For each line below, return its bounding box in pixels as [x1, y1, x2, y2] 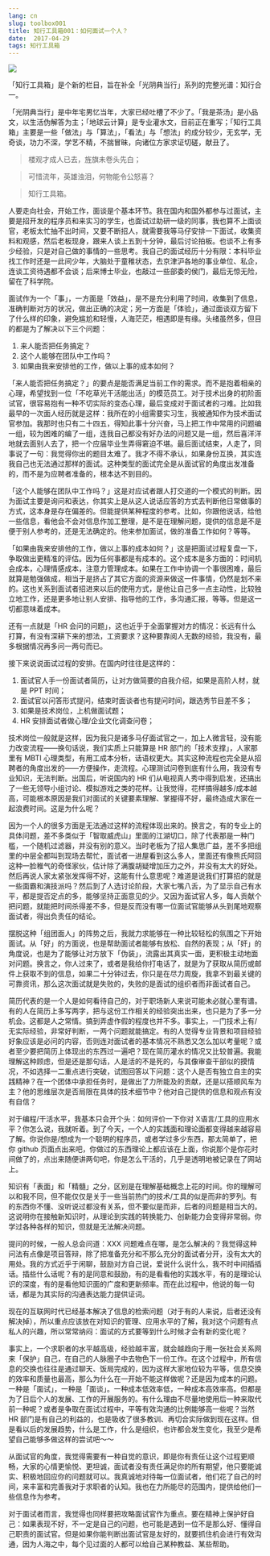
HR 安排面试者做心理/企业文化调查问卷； [19, 716, 155, 726]
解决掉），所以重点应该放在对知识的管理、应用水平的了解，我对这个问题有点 [8, 1317, 259, 1326]
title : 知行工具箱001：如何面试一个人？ [8, 27, 129, 35]
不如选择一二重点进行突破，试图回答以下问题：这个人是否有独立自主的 [22, 1067, 255, 1076]
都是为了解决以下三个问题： [14, 324, 107, 334]
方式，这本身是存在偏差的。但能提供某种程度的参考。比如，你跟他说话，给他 [8, 506, 262, 516]
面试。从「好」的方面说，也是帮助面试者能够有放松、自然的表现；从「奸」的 [8, 938, 262, 948]
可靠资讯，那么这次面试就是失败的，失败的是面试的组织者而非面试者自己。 [8, 979, 255, 988]
